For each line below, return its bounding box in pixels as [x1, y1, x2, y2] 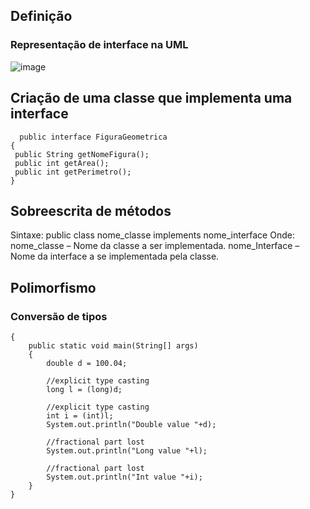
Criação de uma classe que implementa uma [10, 90, 293, 107]
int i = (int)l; [46, 411, 114, 421]
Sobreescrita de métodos [10, 202, 172, 219]
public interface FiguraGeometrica [19, 132, 168, 142]
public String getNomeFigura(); [14, 149, 150, 159]
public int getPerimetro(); [14, 167, 132, 177]
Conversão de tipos [10, 309, 108, 323]
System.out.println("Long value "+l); [46, 446, 208, 456]
